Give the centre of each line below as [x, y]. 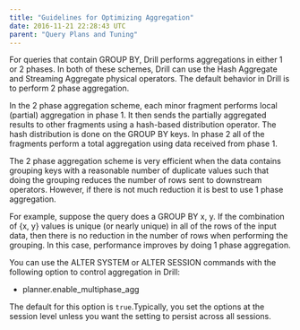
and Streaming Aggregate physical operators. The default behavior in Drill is [150, 79]
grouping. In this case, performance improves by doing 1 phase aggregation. [150, 245]
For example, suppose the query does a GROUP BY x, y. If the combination [147, 217]
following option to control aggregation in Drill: [95, 272]
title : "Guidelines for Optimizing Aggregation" [102, 17]
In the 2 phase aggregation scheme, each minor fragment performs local [143, 106]
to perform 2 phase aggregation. [69, 88]
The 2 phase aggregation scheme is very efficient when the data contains [146, 161]
